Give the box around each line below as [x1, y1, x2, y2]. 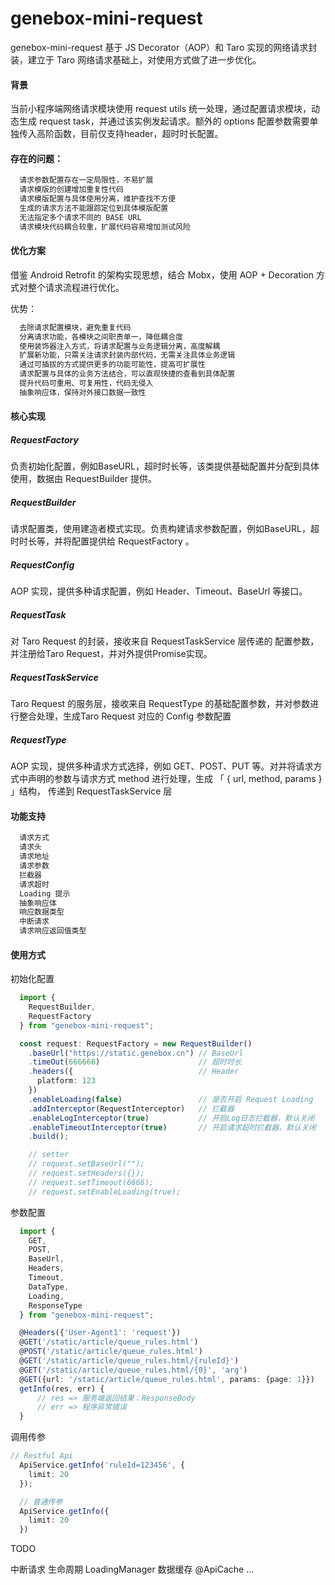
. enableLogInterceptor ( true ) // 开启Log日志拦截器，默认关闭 [28, 1113, 315, 1123]
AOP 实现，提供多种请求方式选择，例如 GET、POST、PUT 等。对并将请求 [10, 760, 314, 772]
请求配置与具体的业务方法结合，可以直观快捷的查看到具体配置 [19, 369, 236, 379]
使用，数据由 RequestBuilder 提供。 [10, 473, 158, 485]
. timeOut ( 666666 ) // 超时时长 [28, 1057, 242, 1067]
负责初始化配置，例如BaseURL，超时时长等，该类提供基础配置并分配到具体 [10, 460, 320, 472]
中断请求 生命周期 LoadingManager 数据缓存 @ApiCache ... [10, 1563, 255, 1576]
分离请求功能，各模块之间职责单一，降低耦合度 [19, 332, 183, 342]
